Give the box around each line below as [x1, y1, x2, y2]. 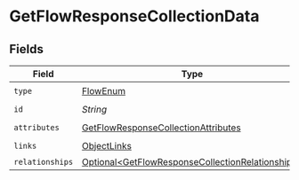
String [81, 103, 108, 115]
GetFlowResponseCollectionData [9, 6, 260, 27]
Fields [9, 42, 44, 57]
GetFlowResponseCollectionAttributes [81, 121, 242, 134]
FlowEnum [81, 84, 126, 97]
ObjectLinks [81, 139, 132, 152]
